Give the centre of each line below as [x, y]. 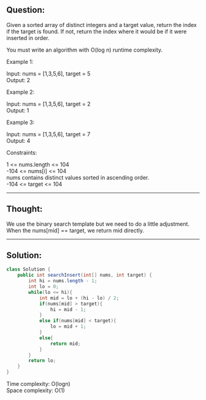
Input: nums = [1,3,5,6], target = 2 [48, 104]
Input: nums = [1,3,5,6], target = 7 [48, 134]
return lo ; [42, 361]
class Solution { [29, 269]
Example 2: [21, 92]
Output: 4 [18, 140]
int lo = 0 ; [44, 287]
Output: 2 [18, 80]
